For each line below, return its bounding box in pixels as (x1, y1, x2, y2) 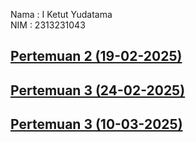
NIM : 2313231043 (10, 19, 86, 31)
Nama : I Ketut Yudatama (10, 9, 113, 20)
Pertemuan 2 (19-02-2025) (10, 48, 183, 65)
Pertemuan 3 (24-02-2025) (10, 82, 186, 99)
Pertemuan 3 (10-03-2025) (10, 116, 183, 133)
